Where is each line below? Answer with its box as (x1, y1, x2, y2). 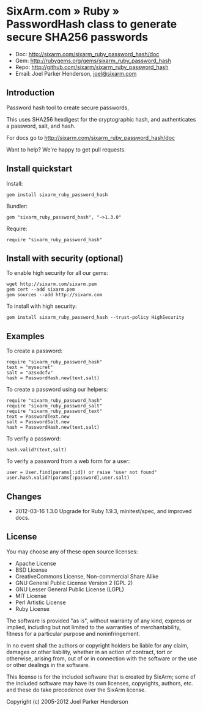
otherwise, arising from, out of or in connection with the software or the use (6, 655, 197, 662)
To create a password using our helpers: (6, 386, 108, 393)
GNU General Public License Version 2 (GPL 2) (15, 579, 133, 586)
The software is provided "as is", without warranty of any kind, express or (6, 617, 192, 624)
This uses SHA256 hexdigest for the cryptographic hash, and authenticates (6, 115, 196, 123)
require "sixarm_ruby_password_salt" (6, 403, 103, 409)
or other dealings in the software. (6, 661, 90, 668)
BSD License (15, 566, 48, 574)
